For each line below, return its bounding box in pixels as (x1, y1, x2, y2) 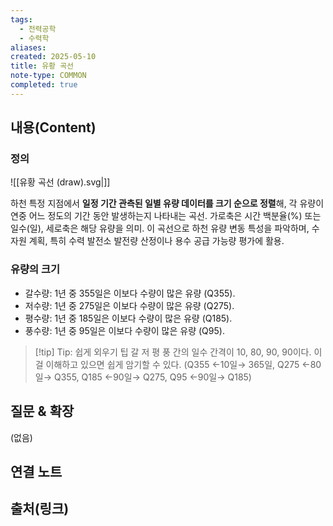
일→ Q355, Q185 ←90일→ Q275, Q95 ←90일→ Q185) (34, 371, 252, 383)
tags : (10, 14, 33, 25)
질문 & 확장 (10, 403, 75, 420)
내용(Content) (10, 119, 97, 136)
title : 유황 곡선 (10, 61, 75, 71)
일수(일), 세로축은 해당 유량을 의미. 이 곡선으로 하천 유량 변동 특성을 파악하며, (10, 222, 310, 235)
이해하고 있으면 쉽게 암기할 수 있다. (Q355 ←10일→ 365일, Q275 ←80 (45, 358, 322, 370)
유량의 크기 (10, 262, 61, 276)
